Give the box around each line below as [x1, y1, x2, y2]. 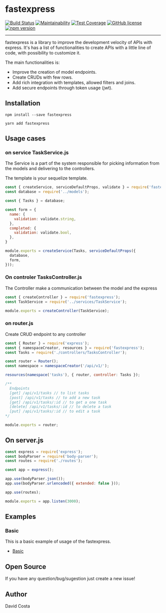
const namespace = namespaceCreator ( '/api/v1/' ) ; [5, 364, 110, 369]
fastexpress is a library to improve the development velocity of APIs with [5, 39, 153, 45]
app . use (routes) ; [5, 490, 41, 495]
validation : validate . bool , [14, 230, 72, 236]
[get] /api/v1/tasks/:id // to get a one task [9, 400, 107, 405]
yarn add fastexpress [5, 121, 50, 126]
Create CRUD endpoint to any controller [5, 331, 86, 337]
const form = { [5, 207, 37, 212]
